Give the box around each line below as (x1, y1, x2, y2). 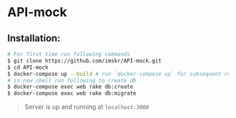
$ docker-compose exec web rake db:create (7, 84, 133, 91)
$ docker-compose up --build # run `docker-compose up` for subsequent (7, 70, 221, 77)
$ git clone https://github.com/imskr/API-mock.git (7, 57, 162, 64)
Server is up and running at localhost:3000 (24, 103, 150, 111)
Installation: (7, 32, 61, 44)
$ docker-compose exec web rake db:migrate (7, 90, 137, 97)
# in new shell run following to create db (7, 77, 137, 84)
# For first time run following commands (7, 51, 131, 58)
